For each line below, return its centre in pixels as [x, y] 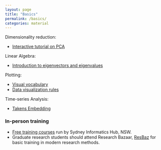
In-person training [27, 121]
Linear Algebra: [20, 56]
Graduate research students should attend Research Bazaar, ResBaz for [84, 137]
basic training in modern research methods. [56, 142]
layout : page [18, 10]
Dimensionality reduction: [31, 37]
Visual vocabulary [30, 85]
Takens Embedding [31, 108]
